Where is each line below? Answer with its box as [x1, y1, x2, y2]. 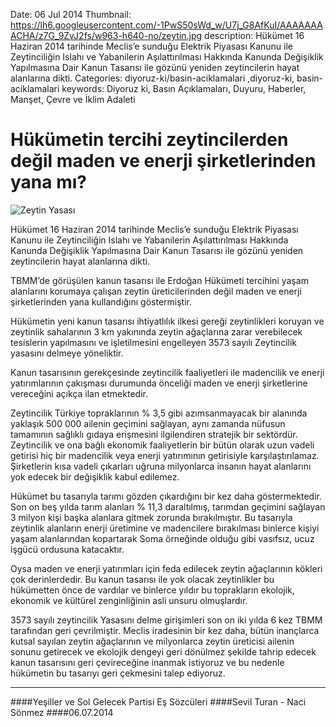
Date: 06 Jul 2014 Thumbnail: [10, 9, 132, 20]
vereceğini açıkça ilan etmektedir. [10, 387, 148, 399]
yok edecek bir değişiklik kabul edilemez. [10, 470, 180, 483]
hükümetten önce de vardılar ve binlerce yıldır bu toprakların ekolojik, [10, 584, 295, 596]
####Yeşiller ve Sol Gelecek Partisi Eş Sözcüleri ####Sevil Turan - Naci [10, 695, 307, 708]
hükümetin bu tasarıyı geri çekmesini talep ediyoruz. [10, 667, 226, 679]
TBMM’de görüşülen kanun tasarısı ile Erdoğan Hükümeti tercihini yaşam [10, 274, 309, 286]
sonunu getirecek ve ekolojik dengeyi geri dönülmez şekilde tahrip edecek [10, 645, 317, 658]
